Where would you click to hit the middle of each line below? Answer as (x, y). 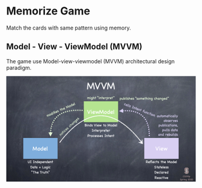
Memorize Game (48, 11)
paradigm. (19, 67)
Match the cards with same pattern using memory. (69, 28)
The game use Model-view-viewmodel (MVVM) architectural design (90, 61)
